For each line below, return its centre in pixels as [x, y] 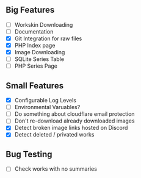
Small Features [35, 86]
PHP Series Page [36, 66]
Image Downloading [40, 52]
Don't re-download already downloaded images [74, 121]
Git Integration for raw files [48, 38]
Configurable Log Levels [45, 101]
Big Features [30, 10]
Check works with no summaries [56, 169]
